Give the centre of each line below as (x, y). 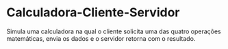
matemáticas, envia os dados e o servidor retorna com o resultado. (101, 38)
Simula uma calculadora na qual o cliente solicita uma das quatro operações (114, 31)
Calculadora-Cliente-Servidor (93, 13)
